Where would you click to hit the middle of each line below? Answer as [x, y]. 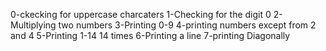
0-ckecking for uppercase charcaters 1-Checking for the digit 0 [141, 14]
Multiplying [33, 25]
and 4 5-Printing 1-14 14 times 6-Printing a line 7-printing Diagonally [150, 35]
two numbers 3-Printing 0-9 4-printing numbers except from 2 [187, 25]
